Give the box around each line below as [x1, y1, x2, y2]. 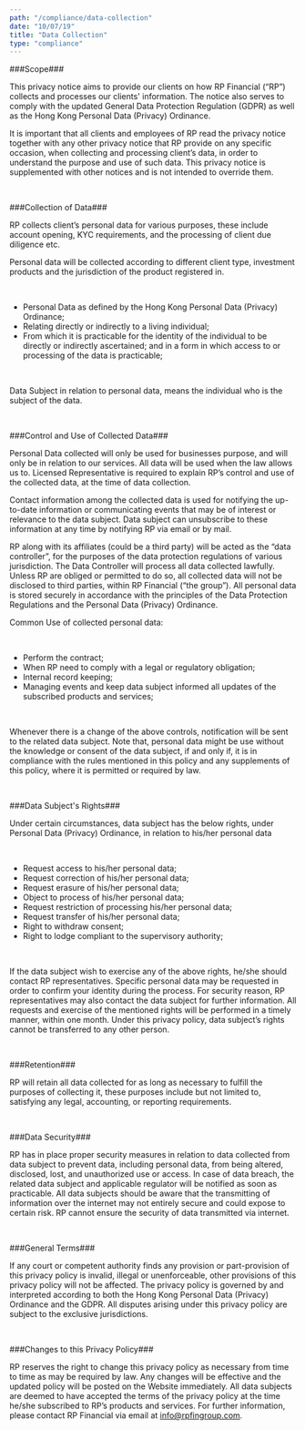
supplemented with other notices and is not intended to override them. [9, 167, 274, 178]
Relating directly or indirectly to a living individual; [22, 321, 209, 332]
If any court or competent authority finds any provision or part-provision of [9, 1261, 290, 1272]
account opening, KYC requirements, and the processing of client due [9, 230, 271, 240]
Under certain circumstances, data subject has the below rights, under [9, 818, 275, 829]
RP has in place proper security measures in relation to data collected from [9, 1149, 290, 1160]
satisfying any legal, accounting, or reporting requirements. [9, 1097, 232, 1108]
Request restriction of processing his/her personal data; [22, 902, 233, 913]
